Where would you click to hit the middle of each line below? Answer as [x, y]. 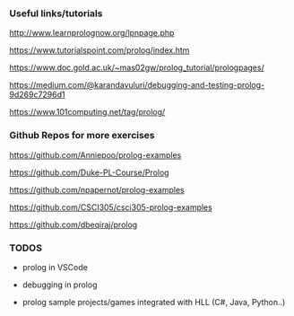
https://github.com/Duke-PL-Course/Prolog [89, 172]
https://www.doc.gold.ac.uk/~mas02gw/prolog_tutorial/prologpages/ [137, 68]
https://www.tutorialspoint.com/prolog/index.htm [99, 50]
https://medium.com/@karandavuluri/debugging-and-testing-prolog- [137, 85]
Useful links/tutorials [56, 13]
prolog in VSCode [55, 267]
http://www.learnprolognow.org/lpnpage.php [92, 33]
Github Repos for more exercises [82, 136]
